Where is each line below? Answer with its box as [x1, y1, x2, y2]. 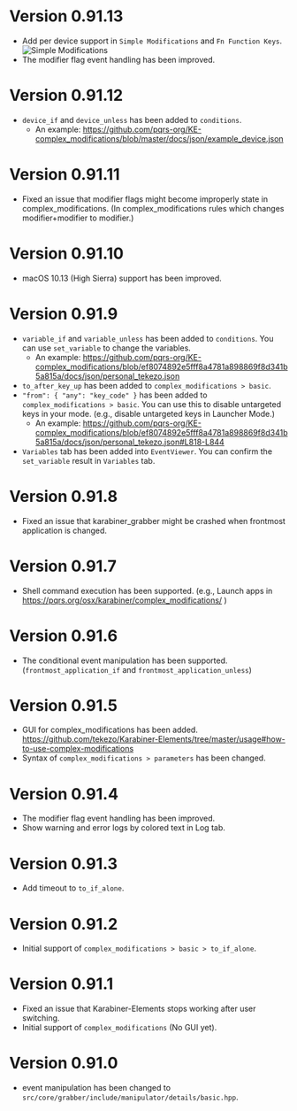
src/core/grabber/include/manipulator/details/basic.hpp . [21, 1092, 239, 1103]
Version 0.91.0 [9, 1053, 118, 1073]
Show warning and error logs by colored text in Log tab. [21, 822, 225, 833]
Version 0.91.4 [9, 783, 119, 804]
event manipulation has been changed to [21, 1083, 171, 1093]
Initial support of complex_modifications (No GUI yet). [21, 1022, 217, 1033]
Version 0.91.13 [9, 6, 124, 27]
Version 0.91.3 [9, 853, 118, 874]
